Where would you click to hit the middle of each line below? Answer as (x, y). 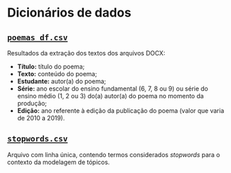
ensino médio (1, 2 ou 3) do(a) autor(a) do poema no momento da (110, 96)
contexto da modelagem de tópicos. (58, 162)
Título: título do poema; (51, 66)
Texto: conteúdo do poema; (57, 74)
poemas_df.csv (37, 37)
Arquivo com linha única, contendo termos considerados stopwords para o (113, 154)
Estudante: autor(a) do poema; (62, 81)
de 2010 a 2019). (41, 118)
